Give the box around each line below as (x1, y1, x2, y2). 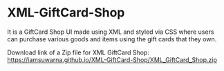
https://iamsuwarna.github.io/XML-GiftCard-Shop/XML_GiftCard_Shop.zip (7, 55, 218, 63)
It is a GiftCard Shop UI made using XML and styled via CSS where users (7, 28, 214, 36)
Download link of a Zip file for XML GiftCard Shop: (7, 48, 150, 57)
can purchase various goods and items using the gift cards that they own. (7, 34, 217, 43)
